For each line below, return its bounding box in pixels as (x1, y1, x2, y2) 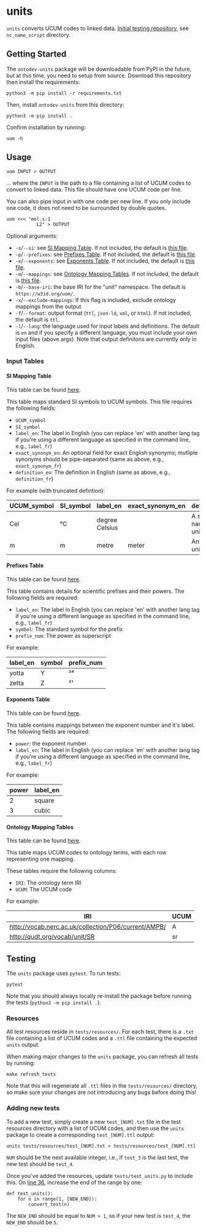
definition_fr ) (15, 475, 53, 482)
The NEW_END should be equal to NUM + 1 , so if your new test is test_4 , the (6, 1212, 191, 1219)
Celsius (96, 523, 118, 532)
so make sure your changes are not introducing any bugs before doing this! (6, 1088, 197, 1096)
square (34, 796, 55, 805)
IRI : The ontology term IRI (15, 879, 82, 886)
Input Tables (6, 357, 45, 366)
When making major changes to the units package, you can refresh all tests (6, 1053, 199, 1060)
